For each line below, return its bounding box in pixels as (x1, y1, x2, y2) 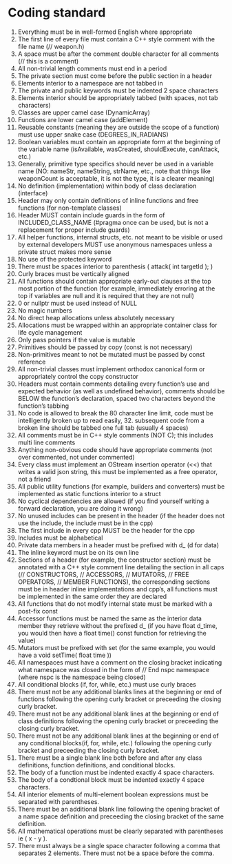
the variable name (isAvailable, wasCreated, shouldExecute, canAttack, (17, 145, 220, 153)
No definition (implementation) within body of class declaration (17, 181, 197, 190)
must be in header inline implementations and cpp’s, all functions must (17, 585, 218, 593)
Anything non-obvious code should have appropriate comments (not (17, 445, 213, 453)
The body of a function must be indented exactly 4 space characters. (17, 768, 215, 776)
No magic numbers (17, 306, 72, 315)
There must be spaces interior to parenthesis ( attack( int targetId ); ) (17, 262, 213, 271)
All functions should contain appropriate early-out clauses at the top (17, 277, 212, 285)
